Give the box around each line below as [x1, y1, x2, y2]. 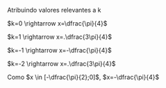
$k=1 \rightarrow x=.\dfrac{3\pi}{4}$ [7, 33, 113, 41]
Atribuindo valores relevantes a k [7, 6, 101, 14]
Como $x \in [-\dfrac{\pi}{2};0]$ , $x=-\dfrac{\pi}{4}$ [7, 73, 160, 81]
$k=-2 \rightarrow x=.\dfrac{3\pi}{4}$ [7, 60, 116, 68]
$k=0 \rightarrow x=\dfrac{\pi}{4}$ [7, 19, 108, 27]
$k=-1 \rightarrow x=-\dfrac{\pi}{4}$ [7, 46, 113, 54]
